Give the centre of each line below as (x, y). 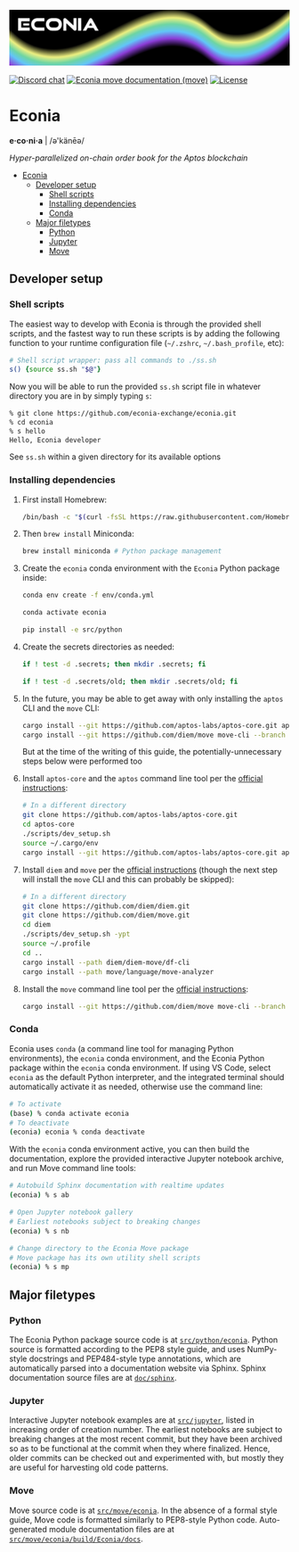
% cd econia (31, 423)
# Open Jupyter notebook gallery (71, 1212)
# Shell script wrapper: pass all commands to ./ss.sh (113, 360)
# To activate (36, 1104)
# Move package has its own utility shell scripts (105, 1258)
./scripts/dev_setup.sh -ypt (76, 934)
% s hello (28, 432)
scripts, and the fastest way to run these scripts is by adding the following (145, 333)
